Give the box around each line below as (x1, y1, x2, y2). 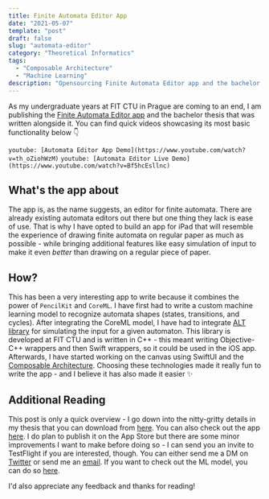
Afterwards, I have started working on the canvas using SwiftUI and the (8, 352, 244, 362)
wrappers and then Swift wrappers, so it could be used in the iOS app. (24, 344, 257, 353)
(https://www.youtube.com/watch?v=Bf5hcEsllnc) (8, 162, 171, 170)
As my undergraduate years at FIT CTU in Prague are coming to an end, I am (8, 101, 262, 111)
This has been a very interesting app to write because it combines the (8, 292, 239, 302)
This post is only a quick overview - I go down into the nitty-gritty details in (8, 414, 256, 423)
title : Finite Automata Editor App (8, 11, 128, 20)
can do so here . (8, 465, 60, 475)
